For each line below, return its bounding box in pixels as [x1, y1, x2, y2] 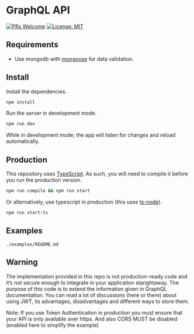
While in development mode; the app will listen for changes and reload [6, 132, 176, 139]
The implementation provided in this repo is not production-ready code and [6, 273, 188, 280]
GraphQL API [6, 4, 70, 17]
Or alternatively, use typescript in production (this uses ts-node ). [6, 198, 162, 205]
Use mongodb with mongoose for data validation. [14, 55, 134, 62]
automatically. [6, 138, 40, 145]
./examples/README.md [6, 241, 59, 247]
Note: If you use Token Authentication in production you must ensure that [6, 309, 183, 316]
